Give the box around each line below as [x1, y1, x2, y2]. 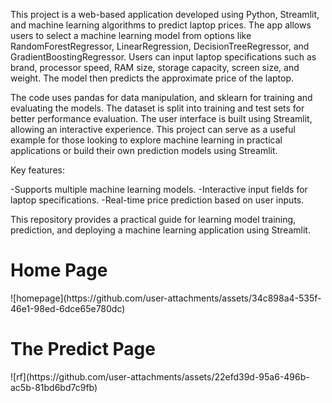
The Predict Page [10, 338, 156, 361]
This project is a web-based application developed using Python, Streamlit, [10, 9, 320, 20]
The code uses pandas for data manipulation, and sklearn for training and [10, 92, 313, 103]
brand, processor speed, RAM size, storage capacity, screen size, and [10, 62, 300, 73]
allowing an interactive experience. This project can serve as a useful [10, 124, 296, 135]
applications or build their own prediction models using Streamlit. [10, 145, 278, 156]
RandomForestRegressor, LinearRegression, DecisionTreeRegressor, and [10, 40, 310, 52]
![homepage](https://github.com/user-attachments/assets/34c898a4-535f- [10, 292, 322, 304]
